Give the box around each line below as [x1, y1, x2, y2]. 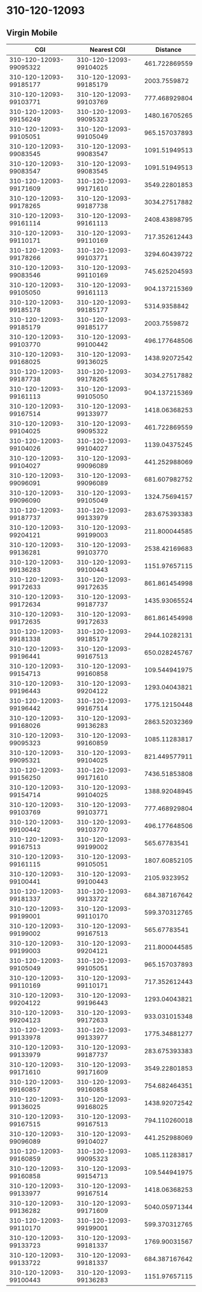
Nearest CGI [90, 46, 126, 54]
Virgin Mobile [6, 28, 58, 38]
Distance [155, 46, 182, 54]
